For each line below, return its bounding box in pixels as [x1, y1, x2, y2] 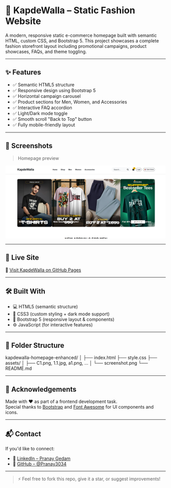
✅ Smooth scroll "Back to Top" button [12, 116, 92, 122]
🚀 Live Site [5, 253, 39, 262]
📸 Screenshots [5, 142, 53, 150]
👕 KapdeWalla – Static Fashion [5, 5, 135, 16]
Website [5, 15, 41, 27]
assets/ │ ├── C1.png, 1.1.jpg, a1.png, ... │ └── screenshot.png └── [5, 360, 148, 366]
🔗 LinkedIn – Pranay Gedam [12, 455, 71, 462]
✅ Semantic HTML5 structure [12, 82, 75, 88]
